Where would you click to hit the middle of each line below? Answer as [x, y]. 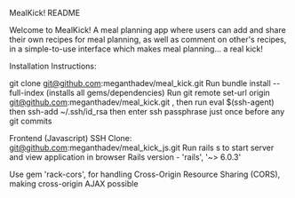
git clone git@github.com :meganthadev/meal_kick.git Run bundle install [140, 83]
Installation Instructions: [53, 66]
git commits [31, 121]
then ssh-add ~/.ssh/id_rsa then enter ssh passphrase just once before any [147, 111]
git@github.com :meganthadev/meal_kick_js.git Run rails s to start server [142, 147]
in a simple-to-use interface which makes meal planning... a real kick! [136, 49]
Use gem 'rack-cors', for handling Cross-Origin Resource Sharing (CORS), [145, 174]
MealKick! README [45, 13]
